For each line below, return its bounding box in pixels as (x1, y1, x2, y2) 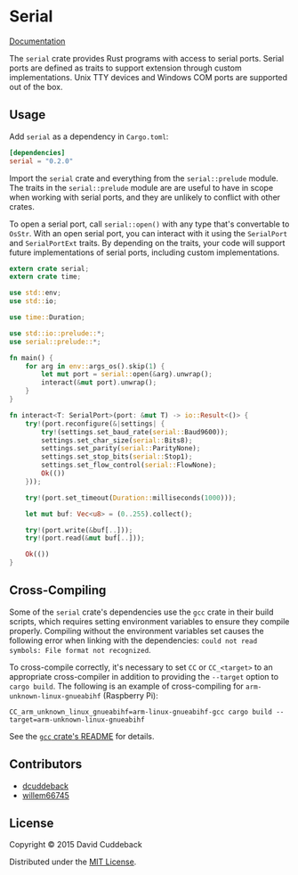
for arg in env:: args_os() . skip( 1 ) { (25, 361, 165, 371)
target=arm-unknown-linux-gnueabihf (9, 715, 145, 724)
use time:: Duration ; (9, 313, 86, 322)
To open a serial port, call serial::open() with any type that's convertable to (9, 219, 290, 229)
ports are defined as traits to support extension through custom (9, 62, 242, 73)
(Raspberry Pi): (102, 689, 158, 701)
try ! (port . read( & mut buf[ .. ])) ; (25, 533, 145, 543)
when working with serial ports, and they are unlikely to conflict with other (9, 192, 281, 202)
